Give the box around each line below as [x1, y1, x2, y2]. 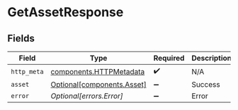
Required [153, 54, 185, 63]
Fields [7, 32, 35, 44]
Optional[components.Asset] [50, 80, 147, 89]
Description [191, 54, 232, 63]
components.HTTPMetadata [50, 66, 145, 76]
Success [191, 80, 221, 89]
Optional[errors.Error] [50, 91, 124, 101]
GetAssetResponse [7, 4, 124, 20]
